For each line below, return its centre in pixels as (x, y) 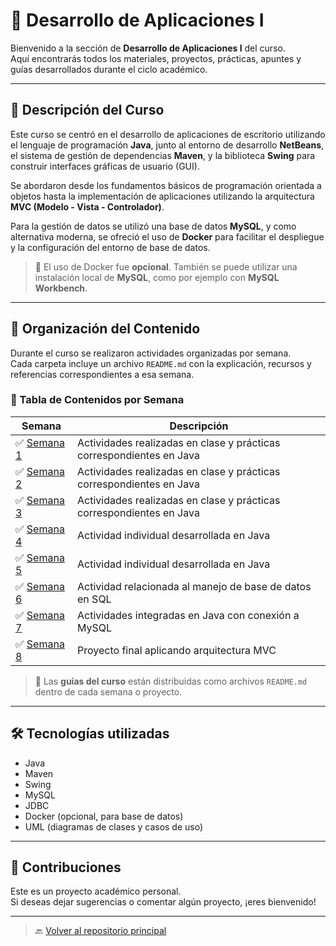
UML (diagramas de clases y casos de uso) (114, 826)
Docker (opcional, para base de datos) (104, 816)
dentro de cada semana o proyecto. (108, 691)
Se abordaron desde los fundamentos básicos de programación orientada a (166, 185)
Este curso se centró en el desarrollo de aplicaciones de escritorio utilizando (168, 134)
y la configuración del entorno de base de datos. (110, 247)
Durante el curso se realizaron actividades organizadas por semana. (151, 353)
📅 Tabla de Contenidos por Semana (97, 400)
